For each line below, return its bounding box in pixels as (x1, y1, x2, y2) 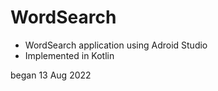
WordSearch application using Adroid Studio (24, 39, 208, 51)
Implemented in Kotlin (24, 49, 115, 61)
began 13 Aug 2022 (10, 69, 92, 81)
